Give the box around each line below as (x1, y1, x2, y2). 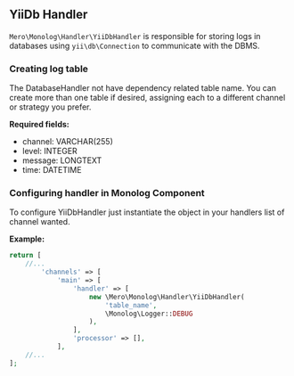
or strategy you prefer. (9, 102, 92, 112)
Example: (9, 233, 45, 244)
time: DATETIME (21, 165, 82, 176)
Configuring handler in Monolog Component (9, 187, 205, 200)
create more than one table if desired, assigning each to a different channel (9, 93, 286, 103)
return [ (9, 251, 42, 260)
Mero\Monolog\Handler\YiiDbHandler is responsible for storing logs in (9, 30, 261, 41)
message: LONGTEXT (21, 155, 102, 166)
